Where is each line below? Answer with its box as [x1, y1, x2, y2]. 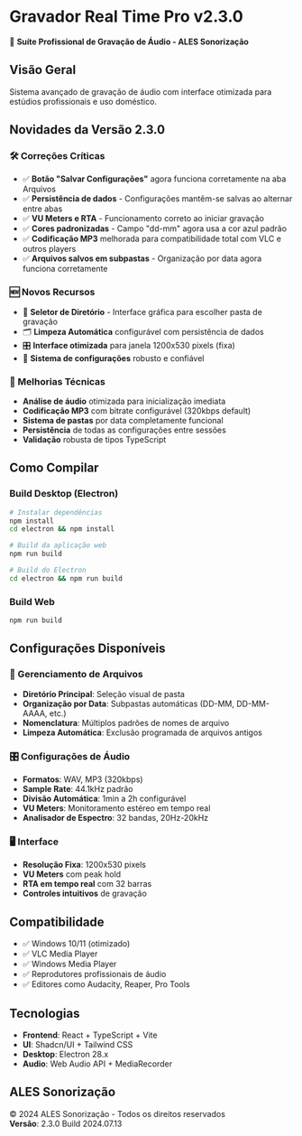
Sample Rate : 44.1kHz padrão [22, 784, 133, 794]
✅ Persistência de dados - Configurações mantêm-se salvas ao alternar [22, 193, 293, 204]
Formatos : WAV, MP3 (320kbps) [22, 774, 143, 785]
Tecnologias [9, 1005, 80, 1021]
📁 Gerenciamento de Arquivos [9, 668, 144, 681]
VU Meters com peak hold [22, 869, 122, 880]
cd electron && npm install [9, 525, 115, 534]
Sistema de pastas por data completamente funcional [22, 415, 224, 426]
